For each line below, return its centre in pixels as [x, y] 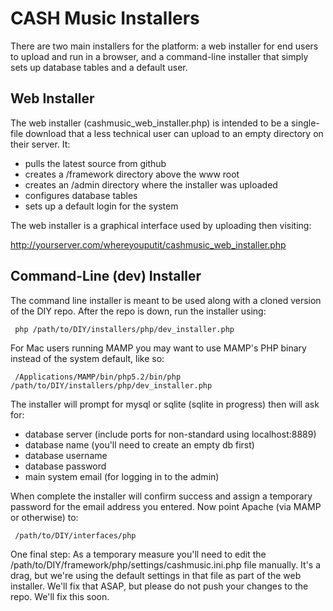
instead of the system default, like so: [87, 358]
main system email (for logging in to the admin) [122, 476]
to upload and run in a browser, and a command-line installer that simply [159, 56]
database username [66, 455]
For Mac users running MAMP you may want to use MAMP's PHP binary [158, 348]
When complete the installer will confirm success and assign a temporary [161, 496]
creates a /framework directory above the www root [132, 174]
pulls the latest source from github [95, 163]
